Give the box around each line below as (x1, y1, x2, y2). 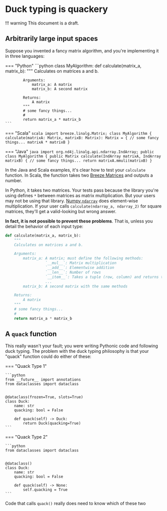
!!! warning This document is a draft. (5, 20, 80, 26)
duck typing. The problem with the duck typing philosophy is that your (5, 348, 149, 354)
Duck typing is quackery (5, 3, 108, 15)
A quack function (5, 330, 57, 338)
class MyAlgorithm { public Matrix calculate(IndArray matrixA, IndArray (5, 154, 162, 159)
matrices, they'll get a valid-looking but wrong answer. (5, 208, 117, 214)
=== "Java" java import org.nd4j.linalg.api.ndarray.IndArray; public (5, 148, 154, 154)
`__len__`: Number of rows (45, 269, 101, 275)
